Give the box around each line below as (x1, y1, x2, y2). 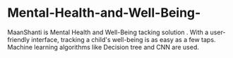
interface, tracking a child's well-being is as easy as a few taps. (31, 35, 216, 43)
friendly (7, 35, 30, 43)
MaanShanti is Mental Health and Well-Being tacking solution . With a (7, 28, 209, 36)
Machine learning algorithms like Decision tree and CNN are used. (7, 43, 200, 51)
